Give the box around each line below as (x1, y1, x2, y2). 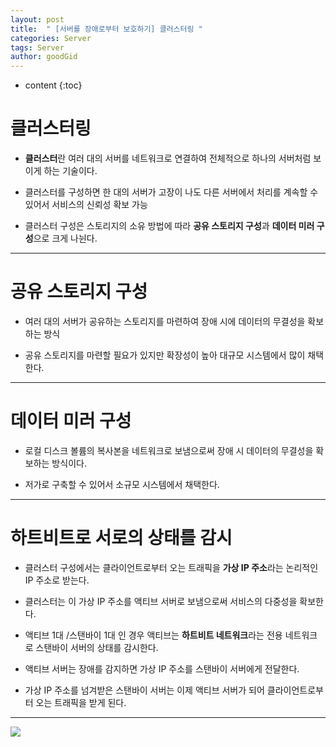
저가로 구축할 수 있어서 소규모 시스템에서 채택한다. (24, 478, 220, 490)
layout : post (10, 14, 65, 25)
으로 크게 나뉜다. (33, 232, 98, 245)
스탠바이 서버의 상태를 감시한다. (35, 641, 159, 653)
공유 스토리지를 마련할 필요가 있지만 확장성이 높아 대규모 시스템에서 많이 (24, 349, 306, 361)
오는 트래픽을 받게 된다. (35, 696, 127, 708)
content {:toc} (24, 79, 83, 91)
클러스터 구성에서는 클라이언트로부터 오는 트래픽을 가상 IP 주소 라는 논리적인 (24, 561, 319, 573)
